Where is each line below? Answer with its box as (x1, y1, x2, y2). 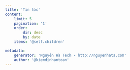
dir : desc (23, 30, 43, 35)
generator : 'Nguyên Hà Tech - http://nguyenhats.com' (14, 53, 127, 58)
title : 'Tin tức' (5, 7, 41, 12)
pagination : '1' (14, 21, 48, 26)
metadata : (5, 48, 26, 53)
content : (5, 12, 23, 17)
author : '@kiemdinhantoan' (14, 57, 69, 62)
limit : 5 (14, 16, 32, 21)
